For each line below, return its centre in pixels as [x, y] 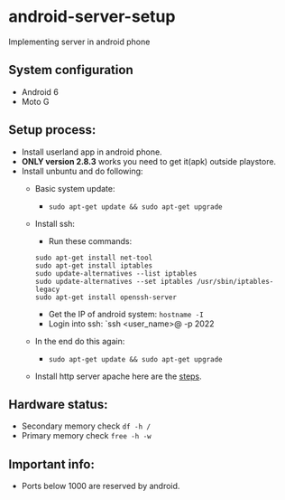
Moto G [36, 101]
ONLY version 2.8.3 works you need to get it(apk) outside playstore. [149, 161]
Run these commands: [90, 241]
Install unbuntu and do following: [82, 171]
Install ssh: [55, 223]
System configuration [71, 70]
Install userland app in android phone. [92, 152]
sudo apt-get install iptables [94, 265]
